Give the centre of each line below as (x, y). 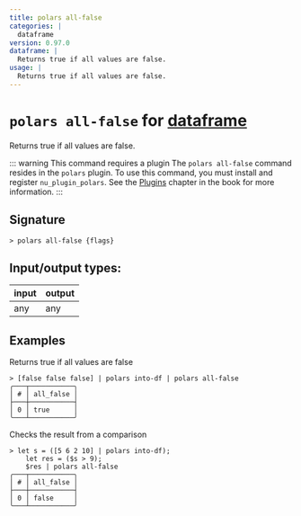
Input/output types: (66, 267)
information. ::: (36, 191)
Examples (37, 340)
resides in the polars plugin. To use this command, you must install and (141, 173)
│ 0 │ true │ (44, 410)
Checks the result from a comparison (78, 435)
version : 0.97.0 (40, 43)
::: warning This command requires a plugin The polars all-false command (150, 163)
